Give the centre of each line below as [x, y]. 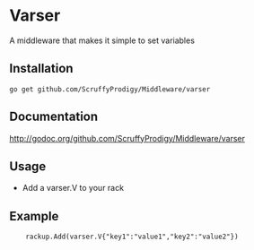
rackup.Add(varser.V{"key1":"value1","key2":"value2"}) [132, 237]
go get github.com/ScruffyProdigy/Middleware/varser [110, 89]
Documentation [54, 117]
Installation [41, 69]
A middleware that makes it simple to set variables [102, 40]
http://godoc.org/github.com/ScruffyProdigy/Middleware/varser [127, 138]
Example [34, 216]
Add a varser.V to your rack [73, 188]
